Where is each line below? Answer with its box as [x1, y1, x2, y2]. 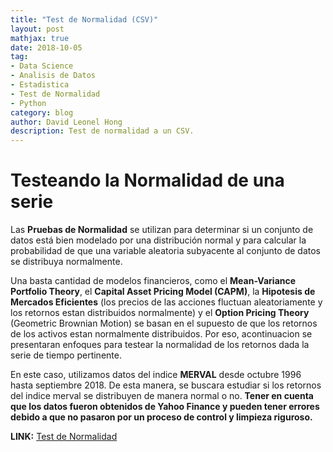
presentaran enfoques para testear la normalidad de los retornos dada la [10, 339, 310, 351]
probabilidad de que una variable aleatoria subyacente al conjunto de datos [10, 245, 321, 257]
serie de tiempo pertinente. [10, 349, 122, 361]
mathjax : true [10, 33, 70, 43]
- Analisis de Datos [10, 71, 97, 81]
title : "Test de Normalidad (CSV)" [10, 14, 159, 25]
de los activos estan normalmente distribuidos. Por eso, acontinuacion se [10, 328, 313, 340]
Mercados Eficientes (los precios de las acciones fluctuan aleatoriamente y [10, 296, 323, 308]
